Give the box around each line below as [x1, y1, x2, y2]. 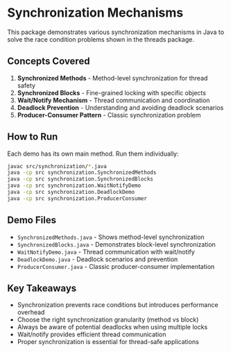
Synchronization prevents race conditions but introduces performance [17, 301, 219, 309]
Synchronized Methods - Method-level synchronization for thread [17, 74, 208, 82]
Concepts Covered [7, 56, 90, 67]
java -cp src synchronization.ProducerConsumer [7, 195, 148, 202]
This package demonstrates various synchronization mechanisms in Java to [7, 28, 224, 36]
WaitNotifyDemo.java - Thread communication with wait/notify [17, 247, 196, 256]
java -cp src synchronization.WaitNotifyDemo [7, 182, 141, 189]
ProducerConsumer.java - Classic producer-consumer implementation [17, 262, 215, 270]
